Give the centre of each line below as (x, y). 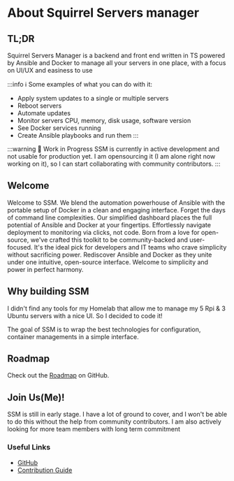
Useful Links (29, 447)
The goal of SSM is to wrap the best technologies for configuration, (104, 329)
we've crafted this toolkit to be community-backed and (109, 240)
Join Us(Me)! (36, 397)
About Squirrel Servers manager (103, 13)
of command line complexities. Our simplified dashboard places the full (110, 217)
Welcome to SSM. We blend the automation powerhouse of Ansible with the (116, 202)
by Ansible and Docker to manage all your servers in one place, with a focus (117, 63)
